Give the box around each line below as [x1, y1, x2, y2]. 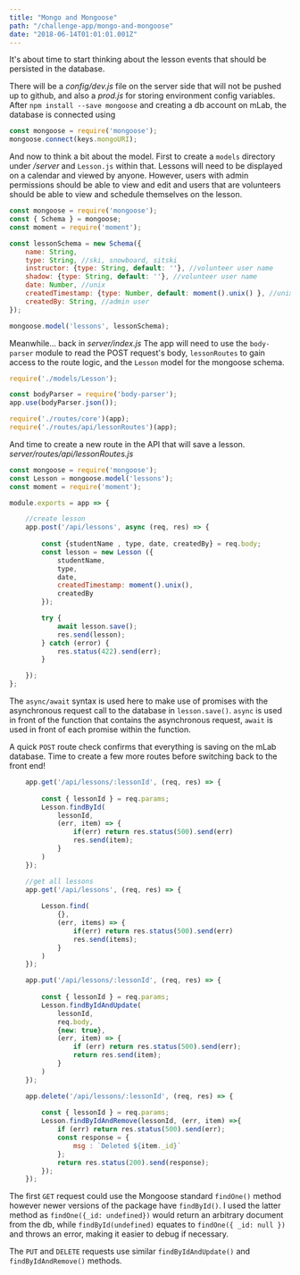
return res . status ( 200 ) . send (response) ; [56, 1158, 210, 1167]
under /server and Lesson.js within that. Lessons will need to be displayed [9, 161, 283, 171]
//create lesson [25, 514, 87, 523]
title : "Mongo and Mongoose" [9, 12, 118, 22]
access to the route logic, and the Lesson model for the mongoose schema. [9, 356, 285, 367]
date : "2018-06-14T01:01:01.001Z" [9, 29, 138, 38]
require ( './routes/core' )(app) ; [9, 414, 129, 424]
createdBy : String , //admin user [25, 296, 150, 306]
